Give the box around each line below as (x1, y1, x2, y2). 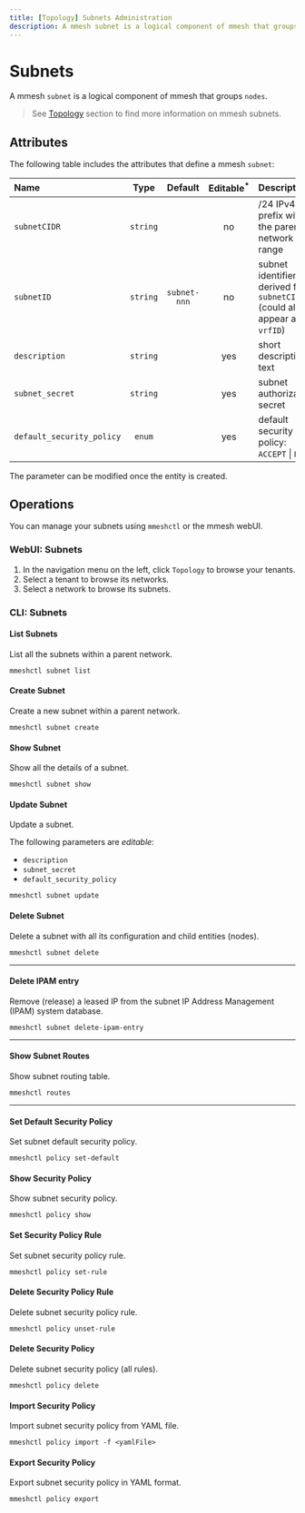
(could (258, 300, 286, 313)
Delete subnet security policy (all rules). (9, 1363, 159, 1375)
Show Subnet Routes (9, 1050, 91, 1062)
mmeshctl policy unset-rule (9, 1324, 116, 1333)
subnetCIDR (14, 221, 61, 231)
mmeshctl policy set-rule (9, 1267, 107, 1276)
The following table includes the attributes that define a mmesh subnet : (9, 159, 275, 170)
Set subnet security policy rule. (9, 1250, 126, 1261)
